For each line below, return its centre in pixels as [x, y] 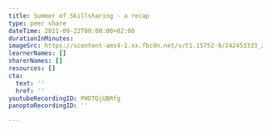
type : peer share [38, 23]
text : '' [30, 83]
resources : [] [32, 69]
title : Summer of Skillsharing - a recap [79, 16]
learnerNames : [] [38, 53]
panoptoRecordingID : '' [48, 106]
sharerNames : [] [35, 61]
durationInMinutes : [41, 38]
